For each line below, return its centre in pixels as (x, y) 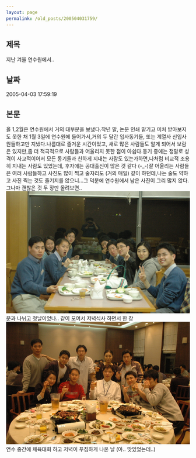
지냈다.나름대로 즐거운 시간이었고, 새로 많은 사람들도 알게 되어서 (104, 144)
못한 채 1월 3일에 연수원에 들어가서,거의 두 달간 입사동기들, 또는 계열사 (92, 136)
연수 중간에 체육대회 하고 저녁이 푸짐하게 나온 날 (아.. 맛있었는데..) (81, 449)
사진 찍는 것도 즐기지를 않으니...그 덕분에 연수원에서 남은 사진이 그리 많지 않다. (101, 180)
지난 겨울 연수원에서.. (30, 60)
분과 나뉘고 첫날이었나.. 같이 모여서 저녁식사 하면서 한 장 (70, 318)
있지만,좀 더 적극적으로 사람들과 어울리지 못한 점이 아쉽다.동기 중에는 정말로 (98, 151)
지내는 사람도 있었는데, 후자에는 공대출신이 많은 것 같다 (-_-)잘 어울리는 (93, 166)
